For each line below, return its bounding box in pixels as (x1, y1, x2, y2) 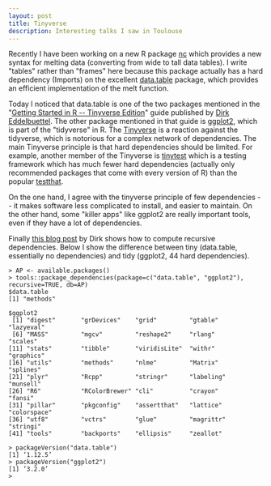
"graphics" (8, 352, 45, 360)
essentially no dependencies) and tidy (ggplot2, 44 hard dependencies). (8, 251, 250, 261)
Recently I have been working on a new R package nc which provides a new (8, 49, 262, 59)
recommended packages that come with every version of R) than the (8, 168, 238, 178)
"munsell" (8, 380, 42, 389)
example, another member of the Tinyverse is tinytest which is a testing (8, 151, 247, 160)
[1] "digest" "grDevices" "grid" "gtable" (11, 317, 219, 325)
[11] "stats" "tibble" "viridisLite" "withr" (8, 345, 216, 353)
